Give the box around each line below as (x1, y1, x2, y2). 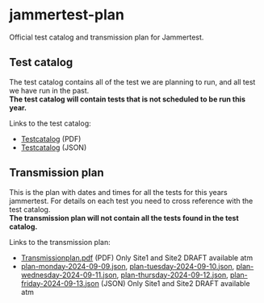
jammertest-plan (9, 6, 124, 24)
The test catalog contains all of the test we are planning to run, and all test (9, 77, 256, 86)
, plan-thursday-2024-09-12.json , (116, 270, 228, 280)
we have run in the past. (9, 85, 90, 95)
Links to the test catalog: (9, 118, 91, 128)
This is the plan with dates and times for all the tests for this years (9, 187, 228, 197)
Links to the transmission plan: (9, 237, 111, 247)
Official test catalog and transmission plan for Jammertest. (9, 32, 204, 42)
